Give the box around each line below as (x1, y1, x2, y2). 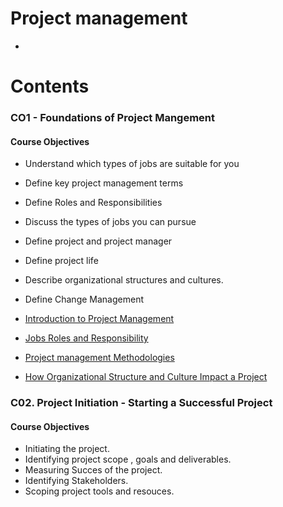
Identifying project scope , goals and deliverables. (24, 453, 232, 466)
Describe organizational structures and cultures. (24, 274, 224, 286)
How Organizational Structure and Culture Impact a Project (24, 371, 268, 383)
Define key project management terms (24, 177, 184, 189)
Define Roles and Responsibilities (24, 197, 163, 209)
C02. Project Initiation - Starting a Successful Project (10, 396, 273, 410)
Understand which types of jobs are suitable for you (24, 158, 240, 170)
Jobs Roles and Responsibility (24, 332, 149, 344)
